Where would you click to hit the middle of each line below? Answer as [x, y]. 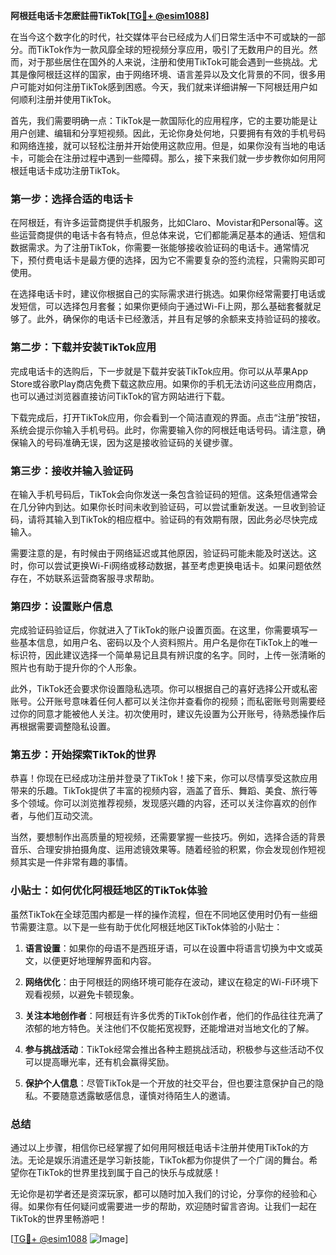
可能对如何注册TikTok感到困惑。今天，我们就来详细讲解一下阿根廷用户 [164, 87]
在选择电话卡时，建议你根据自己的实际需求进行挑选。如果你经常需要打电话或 [168, 294]
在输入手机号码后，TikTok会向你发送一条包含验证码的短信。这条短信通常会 [164, 494]
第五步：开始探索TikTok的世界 [83, 755]
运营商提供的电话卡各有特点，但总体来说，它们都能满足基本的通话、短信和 [172, 235]
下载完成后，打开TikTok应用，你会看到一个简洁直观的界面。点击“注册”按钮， [168, 417]
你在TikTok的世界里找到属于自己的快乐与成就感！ [120, 1173]
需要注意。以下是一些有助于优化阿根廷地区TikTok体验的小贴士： [150, 926]
